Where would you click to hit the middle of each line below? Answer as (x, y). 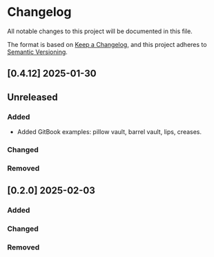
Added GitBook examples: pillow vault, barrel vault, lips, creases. (109, 132)
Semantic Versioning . (37, 52)
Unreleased (33, 97)
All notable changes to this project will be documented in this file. (100, 31)
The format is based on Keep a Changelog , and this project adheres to (107, 44)
